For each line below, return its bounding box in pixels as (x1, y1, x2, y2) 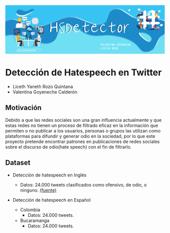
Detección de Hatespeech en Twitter (5, 67, 162, 78)
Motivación (5, 104, 42, 112)
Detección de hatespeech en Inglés (12, 172, 87, 178)
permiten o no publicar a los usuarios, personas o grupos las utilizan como (5, 127, 161, 133)
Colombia (20, 207, 40, 213)
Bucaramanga (20, 217, 50, 223)
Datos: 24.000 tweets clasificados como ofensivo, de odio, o (20, 181, 147, 188)
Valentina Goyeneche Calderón (12, 88, 77, 95)
